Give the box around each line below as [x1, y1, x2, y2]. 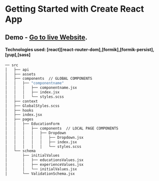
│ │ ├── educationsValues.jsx [5, 158, 84, 163]
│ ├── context [5, 99, 38, 104]
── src [5, 62, 18, 68]
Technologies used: [5, 47, 46, 53]
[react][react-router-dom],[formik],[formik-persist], [47, 47, 155, 53]
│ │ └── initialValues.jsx [5, 166, 77, 171]
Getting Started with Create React [5, 3, 144, 15]
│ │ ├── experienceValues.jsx [5, 162, 84, 167]
